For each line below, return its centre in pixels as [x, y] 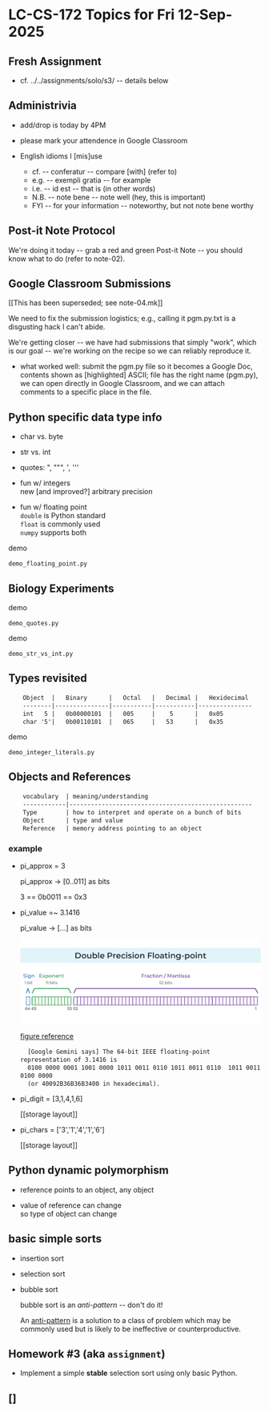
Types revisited [48, 678]
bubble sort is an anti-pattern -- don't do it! [91, 1305]
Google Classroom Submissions [90, 284]
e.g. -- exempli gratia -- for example [91, 180]
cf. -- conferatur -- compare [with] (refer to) [104, 171]
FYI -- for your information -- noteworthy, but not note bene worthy [143, 205]
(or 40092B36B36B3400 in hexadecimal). [94, 1084]
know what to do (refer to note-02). [67, 259]
